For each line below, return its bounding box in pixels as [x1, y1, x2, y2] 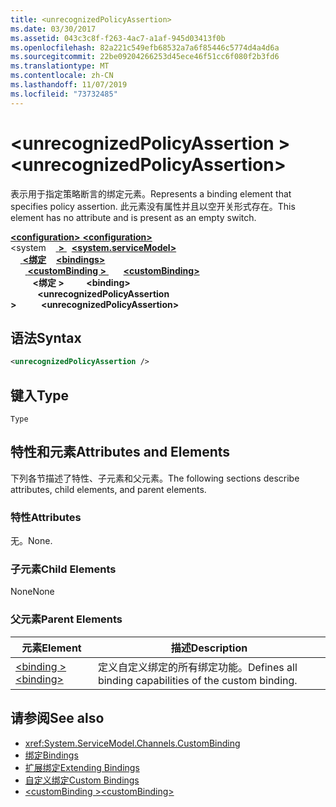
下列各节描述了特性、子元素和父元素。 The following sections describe [10, 472, 300, 484]
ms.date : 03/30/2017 [10, 24, 97, 34]
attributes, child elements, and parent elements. [10, 483, 207, 495]
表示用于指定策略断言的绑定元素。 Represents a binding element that [10, 187, 292, 200]
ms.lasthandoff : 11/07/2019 [10, 80, 128, 90]
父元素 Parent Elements [10, 612, 123, 626]
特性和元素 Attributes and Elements [10, 444, 231, 461]
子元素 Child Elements [10, 562, 117, 576]
